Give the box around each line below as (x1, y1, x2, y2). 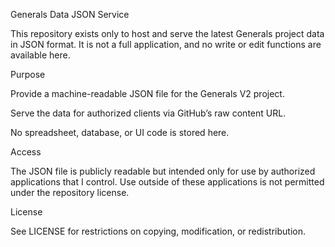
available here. (10, 49, 71, 61)
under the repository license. (10, 187, 130, 198)
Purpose (10, 69, 46, 80)
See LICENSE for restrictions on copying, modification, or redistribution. (10, 225, 306, 237)
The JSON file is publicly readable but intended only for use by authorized (10, 165, 316, 177)
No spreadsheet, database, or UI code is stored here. (10, 127, 230, 138)
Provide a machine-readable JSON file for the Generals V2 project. (10, 88, 285, 99)
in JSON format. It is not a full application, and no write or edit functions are (10, 39, 322, 50)
